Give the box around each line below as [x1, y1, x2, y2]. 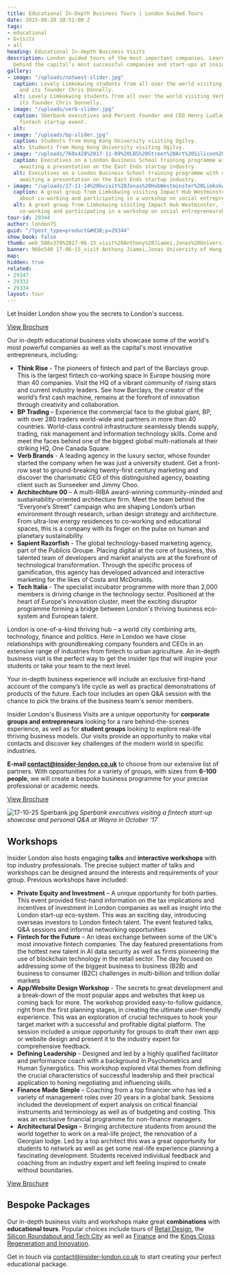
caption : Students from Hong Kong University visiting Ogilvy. [13, 138, 197, 145]
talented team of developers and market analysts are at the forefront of [16, 554, 218, 562]
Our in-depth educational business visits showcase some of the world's [7, 336, 209, 344]
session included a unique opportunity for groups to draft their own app [16, 1027, 219, 1036]
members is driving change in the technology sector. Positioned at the [16, 590, 215, 598]
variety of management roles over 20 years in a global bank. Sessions [16, 1092, 214, 1101]
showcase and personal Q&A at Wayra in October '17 [7, 816, 158, 824]
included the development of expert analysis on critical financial [16, 1100, 198, 1108]
